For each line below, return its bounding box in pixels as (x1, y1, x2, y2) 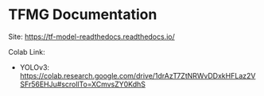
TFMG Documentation (8, 6, 157, 24)
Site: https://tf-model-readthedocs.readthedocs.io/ (8, 32, 175, 41)
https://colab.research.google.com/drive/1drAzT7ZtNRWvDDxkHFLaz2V (19, 71, 256, 80)
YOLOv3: (19, 62, 50, 72)
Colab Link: (8, 47, 45, 56)
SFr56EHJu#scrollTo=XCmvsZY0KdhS (19, 79, 146, 89)
